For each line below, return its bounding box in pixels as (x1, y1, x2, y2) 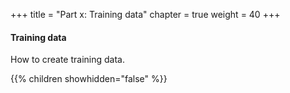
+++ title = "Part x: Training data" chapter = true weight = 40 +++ (10, 9, 281, 20)
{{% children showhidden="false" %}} (10, 73, 168, 85)
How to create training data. (10, 54, 125, 66)
